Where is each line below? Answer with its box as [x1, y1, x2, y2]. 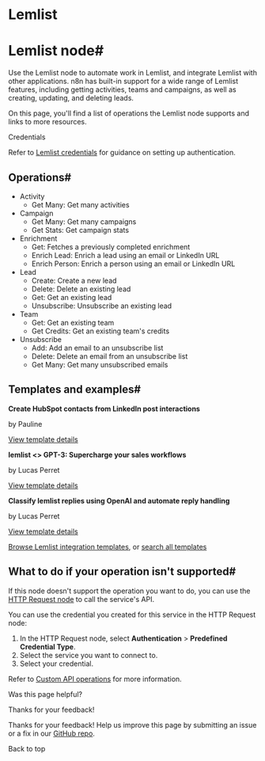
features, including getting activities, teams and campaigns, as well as [8, 85, 237, 94]
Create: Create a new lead [31, 276, 117, 285]
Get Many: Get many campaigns [31, 216, 137, 226]
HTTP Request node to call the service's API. [8, 594, 155, 603]
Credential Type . [19, 641, 77, 651]
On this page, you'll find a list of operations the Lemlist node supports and [8, 108, 250, 118]
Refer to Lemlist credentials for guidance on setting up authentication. [8, 148, 236, 158]
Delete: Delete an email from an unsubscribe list [31, 351, 188, 361]
